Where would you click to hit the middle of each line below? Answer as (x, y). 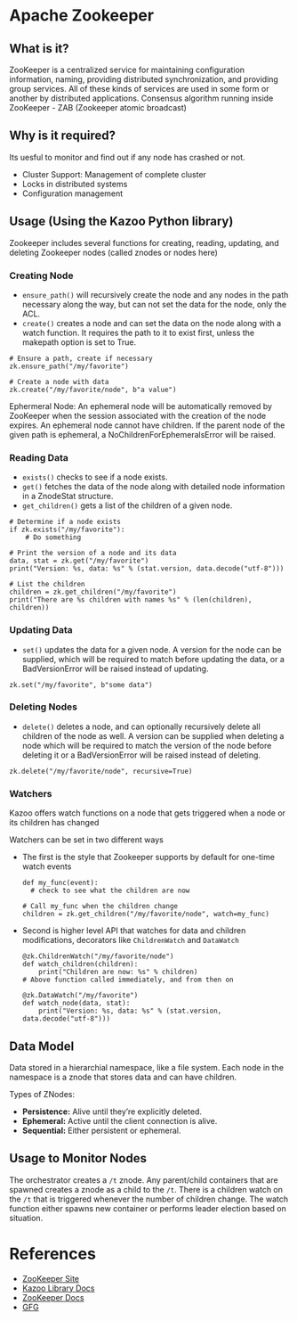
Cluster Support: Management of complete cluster (114, 174)
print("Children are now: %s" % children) (118, 972)
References (52, 1254)
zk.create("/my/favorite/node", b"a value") (93, 390)
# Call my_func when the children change (100, 907)
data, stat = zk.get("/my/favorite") (79, 561)
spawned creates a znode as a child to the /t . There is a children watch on (146, 1189)
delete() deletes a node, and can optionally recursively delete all (141, 726)
